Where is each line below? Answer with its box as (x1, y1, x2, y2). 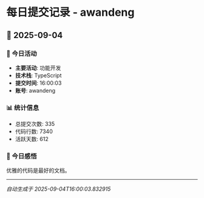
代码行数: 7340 (15, 128, 53, 135)
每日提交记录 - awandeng (6, 5, 135, 19)
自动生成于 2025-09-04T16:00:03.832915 (6, 185, 111, 193)
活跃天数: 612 (15, 136, 49, 143)
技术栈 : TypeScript (15, 71, 62, 79)
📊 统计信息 (6, 104, 39, 112)
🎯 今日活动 (6, 49, 38, 58)
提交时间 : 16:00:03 (15, 79, 62, 87)
